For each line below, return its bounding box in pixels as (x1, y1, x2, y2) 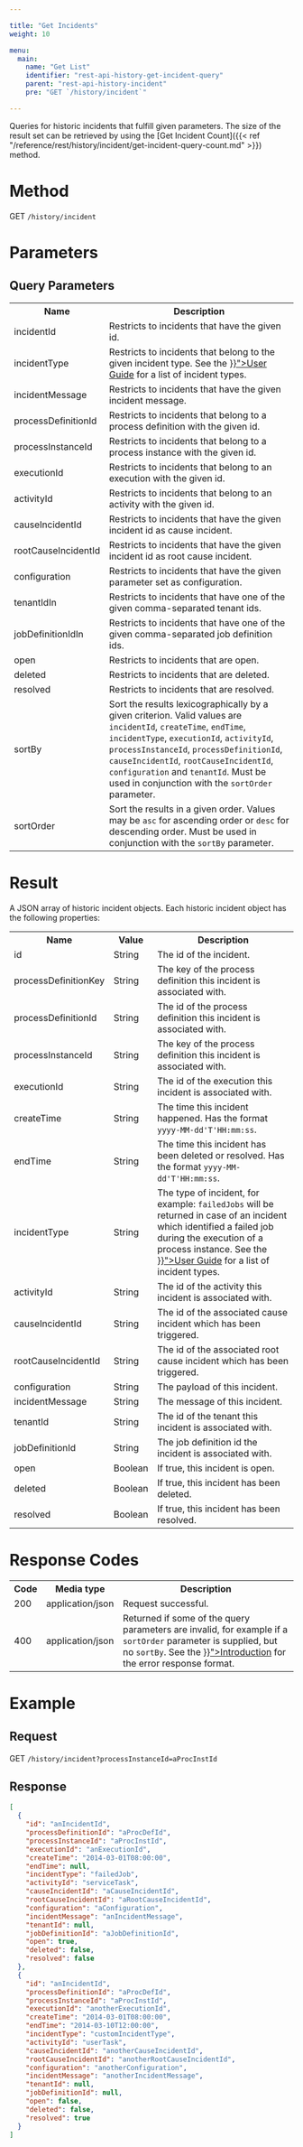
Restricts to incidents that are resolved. (108, 683, 275, 695)
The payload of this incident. (157, 1380, 278, 1393)
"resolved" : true (25, 2114, 91, 2123)
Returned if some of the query (123, 1612, 251, 1624)
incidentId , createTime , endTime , (108, 720, 246, 732)
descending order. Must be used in (108, 825, 257, 838)
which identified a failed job (157, 1220, 274, 1232)
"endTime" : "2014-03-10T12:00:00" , (25, 2022, 160, 2031)
